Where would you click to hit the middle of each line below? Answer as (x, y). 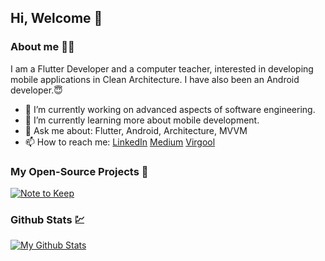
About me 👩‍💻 (42, 47)
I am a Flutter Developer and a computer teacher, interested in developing (162, 68)
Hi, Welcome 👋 (56, 18)
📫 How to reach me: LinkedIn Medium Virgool (120, 142)
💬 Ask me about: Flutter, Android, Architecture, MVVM (136, 130)
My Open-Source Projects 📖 (79, 171)
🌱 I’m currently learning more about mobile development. (142, 120)
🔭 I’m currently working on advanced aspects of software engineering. (170, 109)
